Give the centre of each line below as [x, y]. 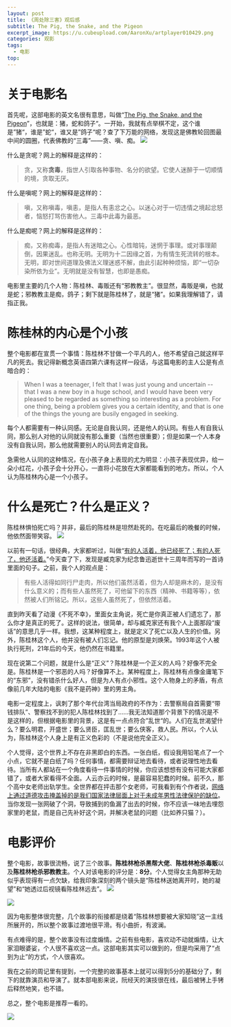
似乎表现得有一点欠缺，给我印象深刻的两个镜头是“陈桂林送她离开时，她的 [111, 880]
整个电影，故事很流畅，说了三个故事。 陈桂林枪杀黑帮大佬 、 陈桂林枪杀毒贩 [112, 863]
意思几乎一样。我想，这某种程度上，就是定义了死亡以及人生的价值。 [118, 631]
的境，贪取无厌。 [48, 178]
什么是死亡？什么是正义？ [80, 507]
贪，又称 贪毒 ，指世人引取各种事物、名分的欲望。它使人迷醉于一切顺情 [123, 170]
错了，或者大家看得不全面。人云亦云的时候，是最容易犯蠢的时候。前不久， [112, 778]
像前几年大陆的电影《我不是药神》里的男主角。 [73, 688]
